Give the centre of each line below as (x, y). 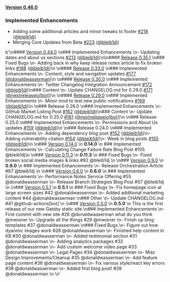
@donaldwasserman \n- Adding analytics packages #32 (64, 241)
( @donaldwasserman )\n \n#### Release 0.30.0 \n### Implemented (76, 79)
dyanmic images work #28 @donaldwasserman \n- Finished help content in (85, 230)
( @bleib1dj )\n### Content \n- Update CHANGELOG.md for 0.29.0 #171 (79, 90)
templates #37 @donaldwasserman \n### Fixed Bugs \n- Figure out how (82, 225)
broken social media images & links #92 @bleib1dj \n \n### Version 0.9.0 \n (84, 160)
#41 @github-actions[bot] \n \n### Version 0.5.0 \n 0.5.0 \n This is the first (84, 203)
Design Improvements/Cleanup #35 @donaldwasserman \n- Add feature (81, 258)
